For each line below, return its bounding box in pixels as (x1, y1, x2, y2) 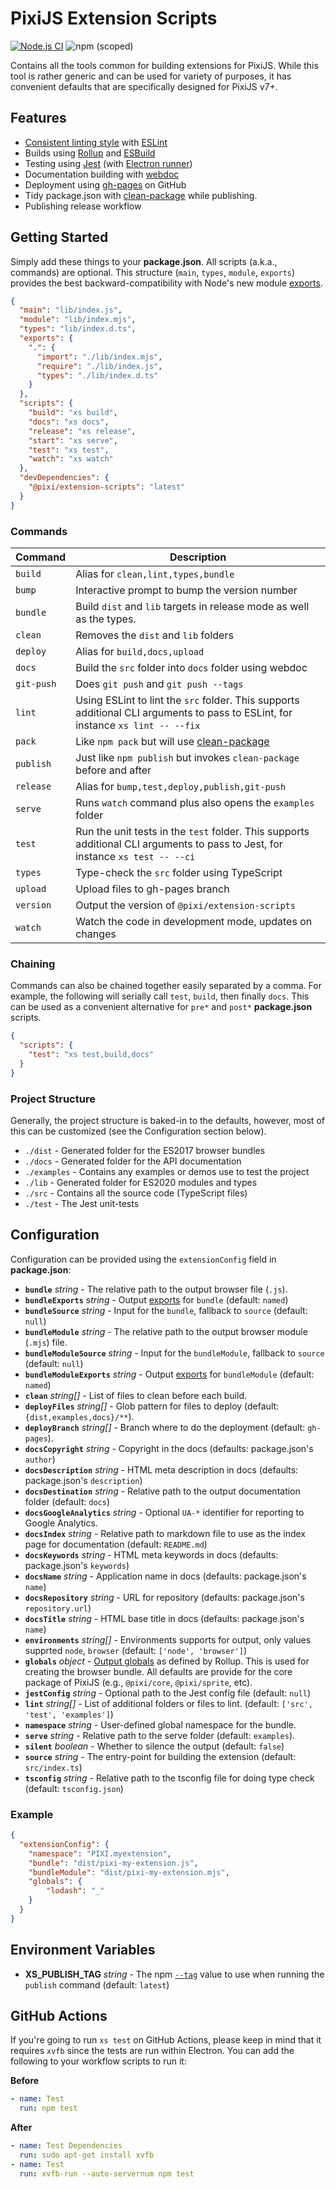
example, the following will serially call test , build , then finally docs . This (10, 990, 310, 1002)
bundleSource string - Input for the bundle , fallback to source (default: (24, 1304, 308, 1316)
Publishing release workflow (24, 200, 142, 212)
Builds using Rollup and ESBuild (24, 147, 156, 159)
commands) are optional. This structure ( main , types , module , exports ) (10, 266, 296, 278)
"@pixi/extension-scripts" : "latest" (28, 482, 186, 492)
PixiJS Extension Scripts (10, 7, 218, 30)
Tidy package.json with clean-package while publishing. (24, 189, 258, 201)
